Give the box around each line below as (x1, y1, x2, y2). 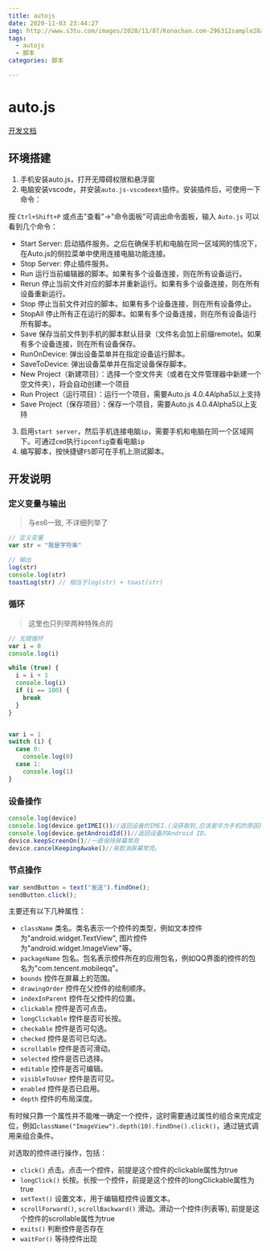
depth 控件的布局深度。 (19, 1094, 97, 1104)
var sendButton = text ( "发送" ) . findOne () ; (8, 883, 150, 891)
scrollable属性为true (47, 1214, 115, 1224)
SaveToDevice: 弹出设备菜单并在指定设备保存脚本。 (19, 359, 191, 369)
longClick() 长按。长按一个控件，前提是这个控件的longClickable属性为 (19, 1176, 255, 1185)
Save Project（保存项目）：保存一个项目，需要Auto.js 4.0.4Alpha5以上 (19, 399, 251, 409)
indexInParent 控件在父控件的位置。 (19, 993, 140, 1004)
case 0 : (15, 745, 42, 753)
